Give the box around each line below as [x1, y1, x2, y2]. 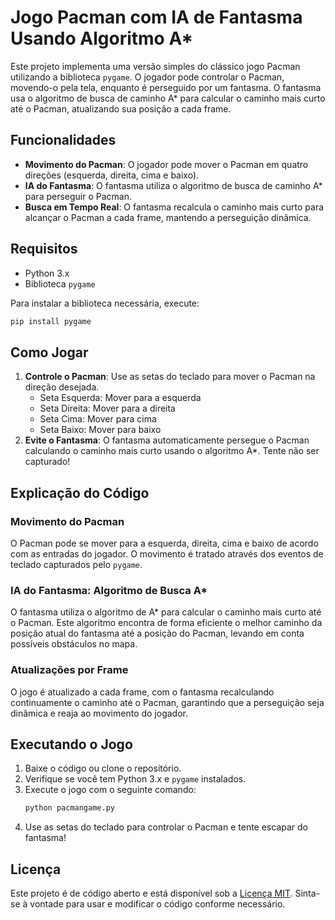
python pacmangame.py [24, 803, 115, 813]
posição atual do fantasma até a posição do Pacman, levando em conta [10, 627, 305, 640]
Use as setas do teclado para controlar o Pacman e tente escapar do [24, 821, 309, 833]
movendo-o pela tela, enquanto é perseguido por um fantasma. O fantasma [10, 81, 322, 93]
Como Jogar [10, 344, 89, 361]
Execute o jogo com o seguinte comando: [24, 784, 197, 796]
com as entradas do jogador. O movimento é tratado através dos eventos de [10, 547, 324, 560]
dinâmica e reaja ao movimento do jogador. [10, 707, 189, 719]
